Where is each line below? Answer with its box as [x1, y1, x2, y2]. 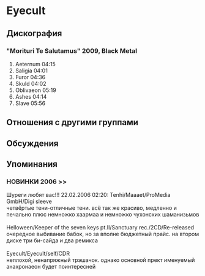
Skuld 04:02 [15, 80, 47, 87]
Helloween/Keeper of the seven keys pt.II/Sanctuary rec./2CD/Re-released [6, 224, 195, 231]
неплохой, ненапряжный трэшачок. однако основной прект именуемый [6, 256, 195, 264]
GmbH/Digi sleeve [6, 197, 52, 205]
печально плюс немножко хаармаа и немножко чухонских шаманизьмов [6, 211, 199, 218]
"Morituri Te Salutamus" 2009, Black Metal [6, 47, 138, 55]
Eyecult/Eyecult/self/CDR [6, 250, 70, 258]
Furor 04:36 [15, 73, 46, 80]
